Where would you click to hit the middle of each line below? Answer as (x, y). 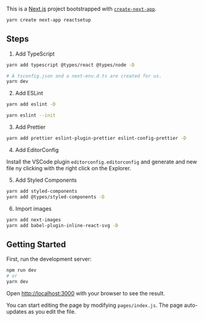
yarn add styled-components (42, 191)
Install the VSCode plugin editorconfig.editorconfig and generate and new (102, 162)
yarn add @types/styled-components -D (55, 197)
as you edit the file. (52, 311)
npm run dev (21, 270)
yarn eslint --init (31, 115)
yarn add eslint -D (31, 104)
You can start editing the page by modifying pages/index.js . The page (95, 305)
